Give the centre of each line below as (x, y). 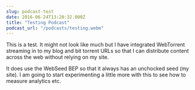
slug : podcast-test (30, 11)
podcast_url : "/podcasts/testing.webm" (55, 28)
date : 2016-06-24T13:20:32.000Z (46, 17)
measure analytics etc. (34, 81)
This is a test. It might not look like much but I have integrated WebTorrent (96, 45)
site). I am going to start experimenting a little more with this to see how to (96, 75)
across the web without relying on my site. (57, 57)
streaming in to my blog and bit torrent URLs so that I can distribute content (97, 51)
